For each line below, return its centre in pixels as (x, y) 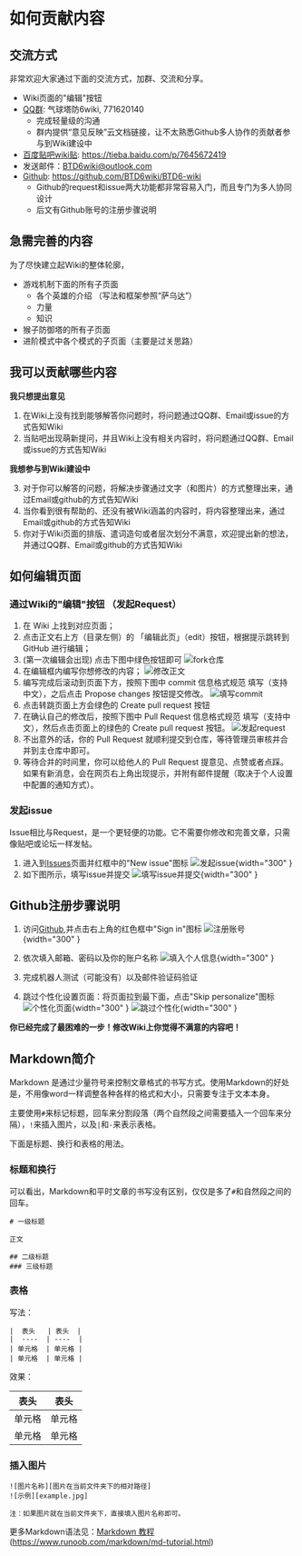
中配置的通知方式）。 (60, 785)
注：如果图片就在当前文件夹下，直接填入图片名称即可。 (97, 1514)
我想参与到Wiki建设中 (50, 468)
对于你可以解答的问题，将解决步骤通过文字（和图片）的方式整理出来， (154, 488)
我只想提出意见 (37, 395)
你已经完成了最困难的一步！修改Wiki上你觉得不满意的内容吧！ (126, 1027)
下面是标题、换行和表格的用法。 (69, 1144)
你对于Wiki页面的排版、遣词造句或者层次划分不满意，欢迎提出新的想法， (158, 534)
